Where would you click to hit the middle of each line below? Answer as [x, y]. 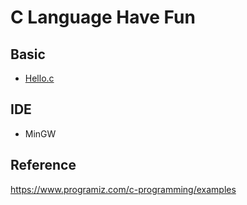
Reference [43, 165]
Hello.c [39, 78]
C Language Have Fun [103, 17]
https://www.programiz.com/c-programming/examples [123, 189]
